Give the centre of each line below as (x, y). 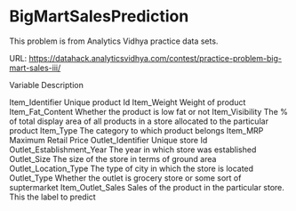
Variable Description (47, 85)
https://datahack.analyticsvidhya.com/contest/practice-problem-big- (156, 58)
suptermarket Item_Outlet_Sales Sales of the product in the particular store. (147, 187)
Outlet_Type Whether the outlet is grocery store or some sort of (125, 178)
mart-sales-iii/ (35, 68)
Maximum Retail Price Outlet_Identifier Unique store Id (108, 140)
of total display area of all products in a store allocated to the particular (139, 121)
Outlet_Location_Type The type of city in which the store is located (132, 168)
